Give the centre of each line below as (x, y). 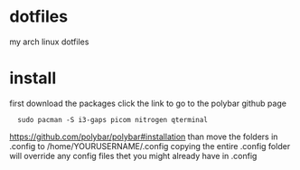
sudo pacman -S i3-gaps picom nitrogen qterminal (112, 119)
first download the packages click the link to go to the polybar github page (148, 103)
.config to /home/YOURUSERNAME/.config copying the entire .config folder (150, 146)
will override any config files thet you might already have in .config (133, 156)
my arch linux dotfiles (49, 42)
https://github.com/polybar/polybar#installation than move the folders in (144, 137)
